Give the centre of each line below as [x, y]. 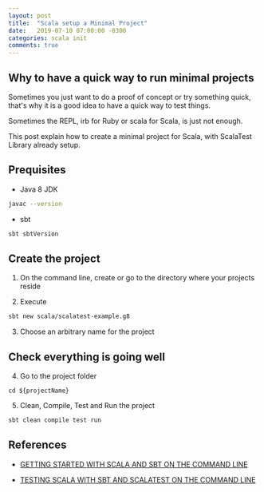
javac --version [35, 204]
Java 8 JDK [39, 189]
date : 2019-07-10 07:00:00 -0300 [67, 30]
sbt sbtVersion [33, 234]
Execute [33, 302]
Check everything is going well [87, 357]
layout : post [30, 16]
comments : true [33, 46]
